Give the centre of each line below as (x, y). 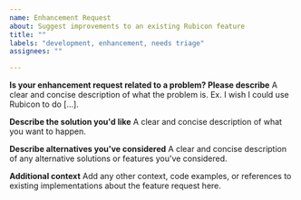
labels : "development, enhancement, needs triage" (107, 43)
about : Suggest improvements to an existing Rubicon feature (127, 26)
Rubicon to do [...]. (44, 104)
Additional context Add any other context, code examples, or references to (150, 176)
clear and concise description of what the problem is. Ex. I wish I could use (149, 95)
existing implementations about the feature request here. (116, 186)
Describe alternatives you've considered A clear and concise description (148, 149)
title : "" (28, 34)
